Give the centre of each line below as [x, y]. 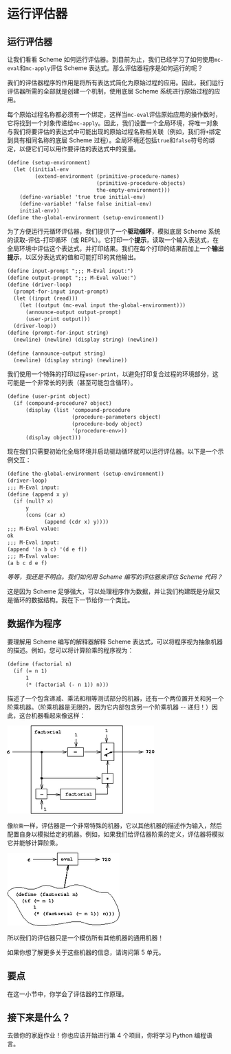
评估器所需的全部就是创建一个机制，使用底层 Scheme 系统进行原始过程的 [111, 91]
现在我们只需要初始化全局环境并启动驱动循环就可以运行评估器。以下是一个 [112, 451]
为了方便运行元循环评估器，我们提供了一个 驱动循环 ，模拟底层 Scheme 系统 [114, 231]
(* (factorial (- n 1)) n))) [67, 685]
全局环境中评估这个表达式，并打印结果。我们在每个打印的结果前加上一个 [109, 249]
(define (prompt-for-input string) [58, 333]
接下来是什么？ [39, 1018]
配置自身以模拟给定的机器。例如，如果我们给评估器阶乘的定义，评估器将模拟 [115, 834]
